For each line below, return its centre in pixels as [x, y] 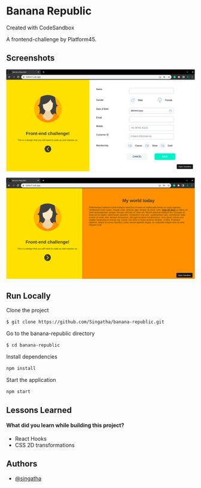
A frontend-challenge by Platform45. [51, 39]
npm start [19, 391]
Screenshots [31, 58]
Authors [22, 464]
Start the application [31, 379]
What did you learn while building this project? [65, 425]
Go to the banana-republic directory [51, 333]
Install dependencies [32, 356]
